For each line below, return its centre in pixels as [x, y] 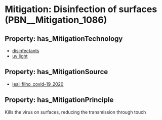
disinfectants [26, 51]
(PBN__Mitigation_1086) [56, 20]
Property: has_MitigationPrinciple [59, 100]
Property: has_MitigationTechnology [64, 39]
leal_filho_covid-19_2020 [38, 84]
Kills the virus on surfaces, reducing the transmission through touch [75, 112]
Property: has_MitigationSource [56, 72]
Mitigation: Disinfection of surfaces [81, 9]
